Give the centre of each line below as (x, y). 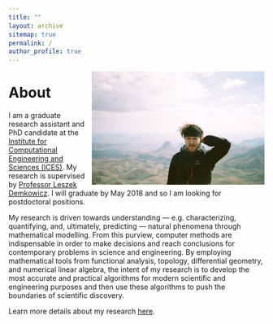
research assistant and (47, 124)
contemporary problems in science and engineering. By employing (120, 252)
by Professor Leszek (43, 185)
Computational (33, 150)
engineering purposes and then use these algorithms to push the (117, 287)
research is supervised (47, 176)
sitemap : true (32, 34)
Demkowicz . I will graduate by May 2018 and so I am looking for (115, 193)
